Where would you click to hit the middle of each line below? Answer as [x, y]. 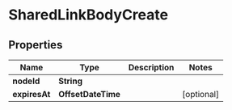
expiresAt [32, 94]
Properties [36, 45]
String [70, 81]
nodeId [26, 81]
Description [151, 68]
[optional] [200, 94]
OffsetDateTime [89, 94]
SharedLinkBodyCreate [88, 15]
